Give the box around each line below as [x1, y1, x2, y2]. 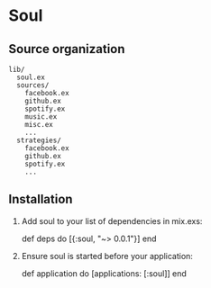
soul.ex [16, 73, 46, 82]
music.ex [24, 112, 58, 121]
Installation [8, 192, 73, 207]
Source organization [8, 41, 125, 57]
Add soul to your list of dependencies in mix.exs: [21, 215, 203, 226]
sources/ [16, 81, 50, 90]
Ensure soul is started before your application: [21, 250, 193, 261]
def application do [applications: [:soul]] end [21, 267, 187, 279]
